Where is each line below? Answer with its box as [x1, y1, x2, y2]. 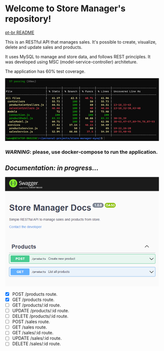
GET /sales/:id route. [12, 330, 54, 336]
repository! [5, 13, 51, 24]
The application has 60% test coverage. [5, 68, 85, 74]
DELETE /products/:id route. [12, 313, 69, 319]
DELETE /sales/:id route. [12, 341, 61, 347]
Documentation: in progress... [5, 164, 99, 172]
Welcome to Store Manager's [5, 3, 126, 14]
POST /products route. [12, 291, 58, 297]
